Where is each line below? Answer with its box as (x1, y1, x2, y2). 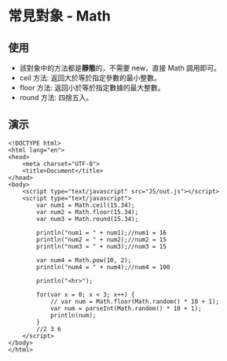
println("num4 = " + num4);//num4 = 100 (36, 263, 170, 271)
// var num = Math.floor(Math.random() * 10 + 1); (49, 297, 220, 305)
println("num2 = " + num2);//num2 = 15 (36, 235, 167, 244)
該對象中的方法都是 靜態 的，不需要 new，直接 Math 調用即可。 (19, 64, 222, 72)
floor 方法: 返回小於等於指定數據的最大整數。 (19, 83, 165, 92)
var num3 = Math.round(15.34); (36, 215, 139, 223)
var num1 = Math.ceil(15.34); (36, 201, 135, 209)
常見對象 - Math (8, 7, 112, 25)
